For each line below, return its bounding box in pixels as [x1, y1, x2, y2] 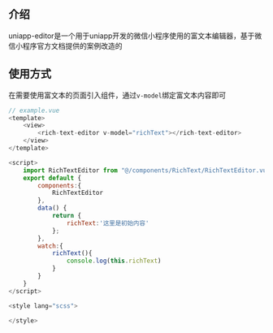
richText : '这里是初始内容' [66, 218, 149, 227]
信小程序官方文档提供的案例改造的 [8, 41, 123, 50]
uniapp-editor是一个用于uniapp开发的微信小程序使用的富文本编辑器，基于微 [8, 31, 262, 41]
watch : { [37, 242, 63, 250]
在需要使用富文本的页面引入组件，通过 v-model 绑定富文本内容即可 [8, 90, 227, 100]
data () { [37, 204, 67, 213]
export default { [23, 174, 82, 182]
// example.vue [8, 106, 60, 115]
